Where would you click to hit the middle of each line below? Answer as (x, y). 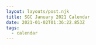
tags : (13, 28)
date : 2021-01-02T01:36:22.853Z (45, 22)
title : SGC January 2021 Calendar (48, 17)
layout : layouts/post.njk (37, 11)
